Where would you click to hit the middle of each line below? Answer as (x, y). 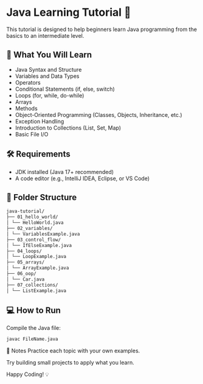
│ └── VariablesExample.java (43, 234)
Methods (26, 108)
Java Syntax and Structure (48, 69)
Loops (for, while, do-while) (50, 95)
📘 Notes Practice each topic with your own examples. (73, 351)
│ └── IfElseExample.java (39, 245)
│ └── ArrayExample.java (38, 268)
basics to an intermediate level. (45, 35)
